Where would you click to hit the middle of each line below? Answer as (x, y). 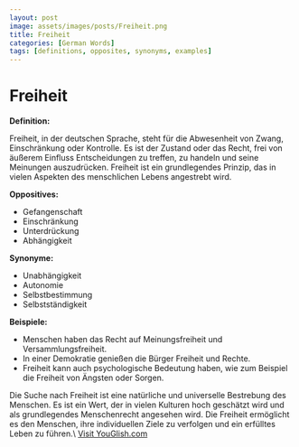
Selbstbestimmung (57, 295)
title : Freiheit (40, 34)
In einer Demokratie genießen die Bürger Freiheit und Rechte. (136, 359)
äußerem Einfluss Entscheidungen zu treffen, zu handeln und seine (134, 158)
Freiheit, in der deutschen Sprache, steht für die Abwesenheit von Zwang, (147, 139)
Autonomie (43, 285)
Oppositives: (34, 194)
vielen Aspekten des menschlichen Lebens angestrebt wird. (121, 177)
